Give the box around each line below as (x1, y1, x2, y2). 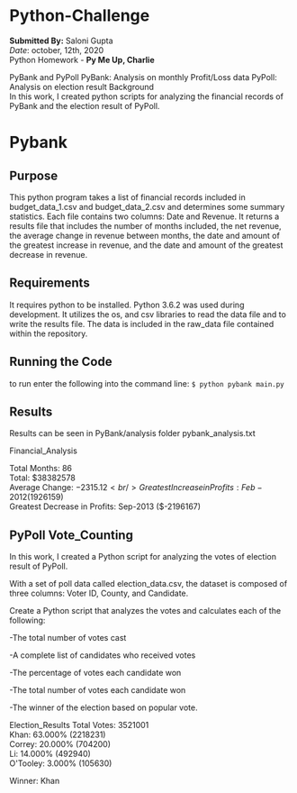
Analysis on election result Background (9, 81, 155, 92)
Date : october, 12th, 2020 (9, 44, 104, 55)
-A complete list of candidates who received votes (9, 650, 196, 661)
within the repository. (9, 328, 88, 339)
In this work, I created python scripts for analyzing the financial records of (9, 91, 283, 102)
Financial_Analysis (9, 445, 78, 456)
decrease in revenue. (9, 249, 88, 260)
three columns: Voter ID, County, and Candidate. (9, 588, 189, 599)
